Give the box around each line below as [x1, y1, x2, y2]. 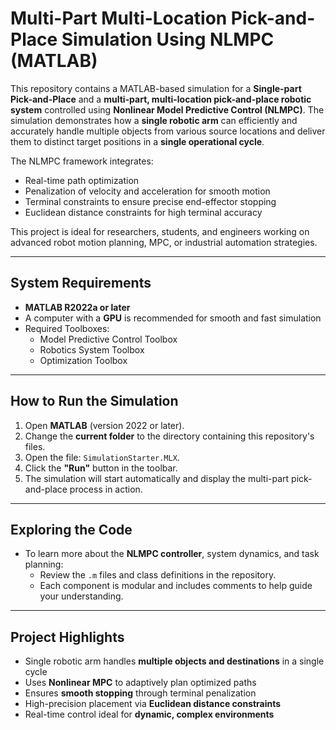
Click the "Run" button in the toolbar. [24, 462, 178, 474]
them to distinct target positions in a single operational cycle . [10, 135, 265, 147]
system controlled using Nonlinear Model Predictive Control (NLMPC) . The [10, 103, 325, 116]
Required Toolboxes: [24, 322, 110, 334]
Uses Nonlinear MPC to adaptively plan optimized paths [24, 677, 257, 689]
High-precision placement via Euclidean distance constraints [24, 698, 282, 710]
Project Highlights [10, 628, 125, 646]
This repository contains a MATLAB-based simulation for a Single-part [10, 82, 302, 94]
